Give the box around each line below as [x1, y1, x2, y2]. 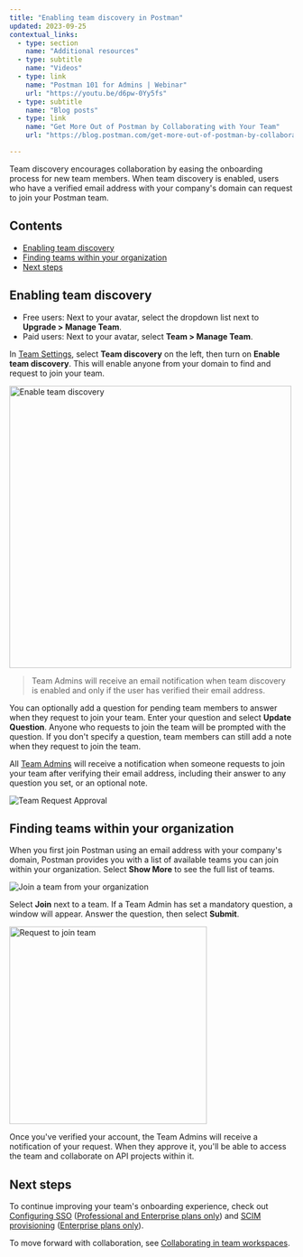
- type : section [17, 38, 78, 48]
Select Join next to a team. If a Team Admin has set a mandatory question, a [9, 899, 293, 910]
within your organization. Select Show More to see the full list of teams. [9, 864, 275, 875]
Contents [9, 219, 63, 234]
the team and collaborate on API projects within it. [9, 1150, 195, 1161]
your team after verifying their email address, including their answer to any [9, 768, 287, 778]
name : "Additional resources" [25, 47, 140, 56]
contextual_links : [9, 30, 78, 39]
